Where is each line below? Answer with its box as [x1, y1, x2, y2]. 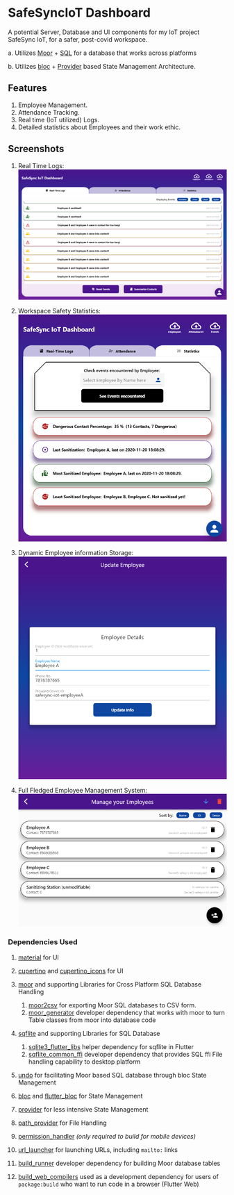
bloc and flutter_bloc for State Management [17, 1091, 143, 1100]
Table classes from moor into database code [28, 1016, 156, 1024]
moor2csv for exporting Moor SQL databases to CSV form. [28, 1000, 197, 1009]
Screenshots [8, 143, 65, 155]
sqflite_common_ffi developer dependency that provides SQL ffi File [28, 1050, 223, 1058]
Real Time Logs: [17, 161, 65, 170]
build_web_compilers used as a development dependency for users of [17, 1172, 219, 1180]
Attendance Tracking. [17, 108, 80, 116]
